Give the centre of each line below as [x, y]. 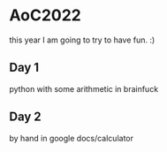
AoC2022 [45, 15]
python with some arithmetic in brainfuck [84, 88]
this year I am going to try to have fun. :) [82, 40]
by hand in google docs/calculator [72, 138]
